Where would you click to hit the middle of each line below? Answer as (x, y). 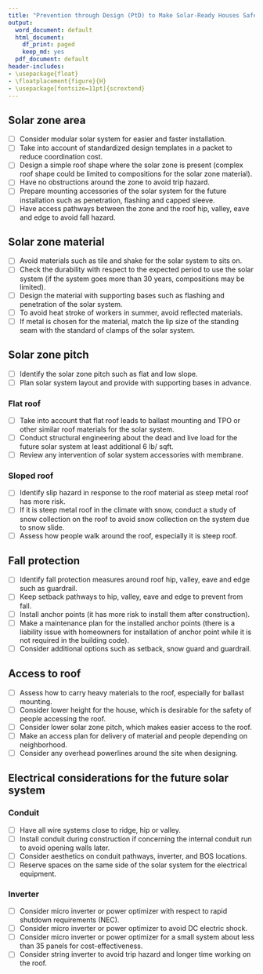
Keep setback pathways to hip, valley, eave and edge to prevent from (131, 596)
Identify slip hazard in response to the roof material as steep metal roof (134, 493)
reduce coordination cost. (61, 157)
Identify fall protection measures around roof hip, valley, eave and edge (135, 580)
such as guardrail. (49, 589)
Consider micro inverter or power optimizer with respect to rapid (123, 911)
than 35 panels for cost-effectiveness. (81, 946)
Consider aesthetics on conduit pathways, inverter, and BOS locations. (133, 855)
